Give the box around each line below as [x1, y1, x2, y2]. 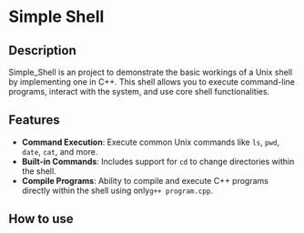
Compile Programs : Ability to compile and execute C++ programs [21, 175, 269, 186]
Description [8, 43, 76, 58]
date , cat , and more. [21, 146, 98, 157]
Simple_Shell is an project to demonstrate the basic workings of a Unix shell [8, 66, 293, 77]
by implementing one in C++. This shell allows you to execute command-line [8, 76, 296, 87]
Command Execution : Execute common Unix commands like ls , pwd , [21, 137, 280, 147]
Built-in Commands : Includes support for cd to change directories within [21, 156, 295, 167]
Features [8, 112, 60, 128]
